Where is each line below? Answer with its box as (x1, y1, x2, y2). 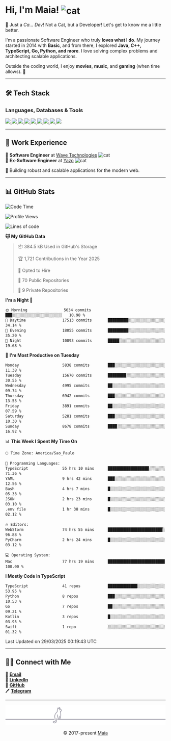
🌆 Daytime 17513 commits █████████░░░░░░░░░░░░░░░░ (5, 318, 165, 323)
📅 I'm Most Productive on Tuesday (5, 352, 80, 358)
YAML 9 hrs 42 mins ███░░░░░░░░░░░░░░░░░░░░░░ (5, 476, 165, 481)
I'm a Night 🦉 (5, 297, 33, 303)
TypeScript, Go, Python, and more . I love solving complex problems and (5, 48, 158, 54)
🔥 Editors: (5, 522, 29, 527)
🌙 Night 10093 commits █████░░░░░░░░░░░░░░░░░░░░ (5, 338, 165, 343)
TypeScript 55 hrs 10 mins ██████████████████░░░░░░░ (5, 466, 165, 471)
